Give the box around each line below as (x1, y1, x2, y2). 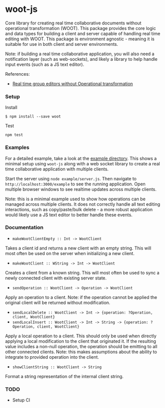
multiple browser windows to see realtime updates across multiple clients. (5, 186, 157, 192)
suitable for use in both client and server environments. (5, 41, 118, 47)
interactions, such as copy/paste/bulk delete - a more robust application (5, 206, 153, 212)
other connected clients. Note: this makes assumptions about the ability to (5, 349, 158, 355)
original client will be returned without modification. (5, 299, 110, 305)
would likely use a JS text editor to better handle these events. (5, 212, 133, 218)
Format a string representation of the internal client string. (5, 373, 124, 379)
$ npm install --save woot (5, 114, 61, 119)
